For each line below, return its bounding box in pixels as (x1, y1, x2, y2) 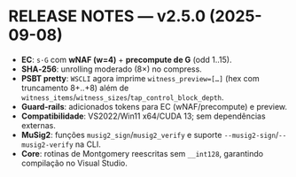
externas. (20, 119, 57, 130)
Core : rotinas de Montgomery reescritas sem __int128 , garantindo (20, 148, 263, 158)
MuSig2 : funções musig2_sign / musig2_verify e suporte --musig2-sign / (20, 129, 279, 140)
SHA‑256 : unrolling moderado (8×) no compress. (20, 64, 203, 74)
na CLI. (74, 139, 101, 150)
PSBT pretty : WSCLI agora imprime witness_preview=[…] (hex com (20, 73, 260, 83)
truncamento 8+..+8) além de (20, 82, 129, 93)
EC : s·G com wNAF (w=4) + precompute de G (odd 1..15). (20, 54, 232, 65)
